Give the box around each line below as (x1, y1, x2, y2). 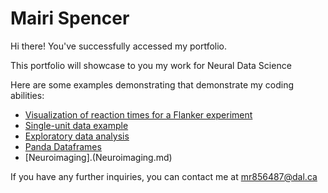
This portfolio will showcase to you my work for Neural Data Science (10, 59, 292, 71)
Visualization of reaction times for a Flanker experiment (24, 108, 253, 121)
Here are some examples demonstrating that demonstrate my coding (10, 78, 295, 91)
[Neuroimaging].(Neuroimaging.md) (24, 151, 173, 163)
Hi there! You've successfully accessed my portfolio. (10, 40, 228, 52)
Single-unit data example (24, 119, 129, 131)
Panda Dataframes (24, 140, 102, 152)
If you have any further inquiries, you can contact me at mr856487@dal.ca (10, 170, 318, 182)
